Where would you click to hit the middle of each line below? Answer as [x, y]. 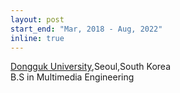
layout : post [37, 19]
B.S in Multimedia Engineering [72, 77]
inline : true [37, 38]
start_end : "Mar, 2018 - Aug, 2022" [86, 29]
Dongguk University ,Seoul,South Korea [91, 67]
